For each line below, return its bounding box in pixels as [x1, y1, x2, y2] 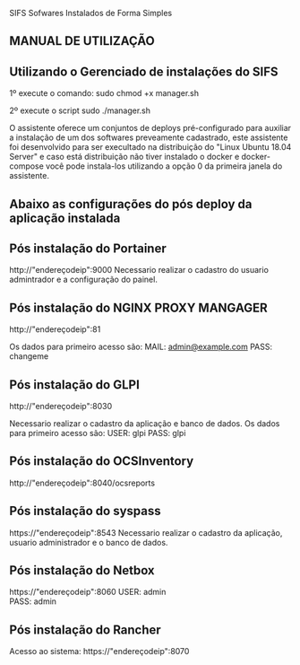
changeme [9, 351, 49, 362]
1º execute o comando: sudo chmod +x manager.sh [9, 88, 200, 99]
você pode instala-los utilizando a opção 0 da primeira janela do [46, 161, 283, 171]
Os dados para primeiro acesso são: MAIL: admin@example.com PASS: [9, 341, 273, 353]
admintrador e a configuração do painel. [9, 274, 159, 285]
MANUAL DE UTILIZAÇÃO [9, 33, 155, 48]
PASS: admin [9, 596, 56, 607]
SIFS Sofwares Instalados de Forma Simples [9, 8, 173, 18]
